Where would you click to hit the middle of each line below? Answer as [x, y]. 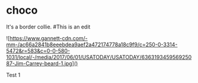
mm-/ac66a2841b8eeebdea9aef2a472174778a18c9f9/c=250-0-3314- [92, 44]
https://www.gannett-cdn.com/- [49, 38]
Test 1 [13, 75]
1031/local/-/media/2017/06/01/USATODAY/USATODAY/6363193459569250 [99, 57]
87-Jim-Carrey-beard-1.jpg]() [42, 63]
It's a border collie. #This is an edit [48, 27]
